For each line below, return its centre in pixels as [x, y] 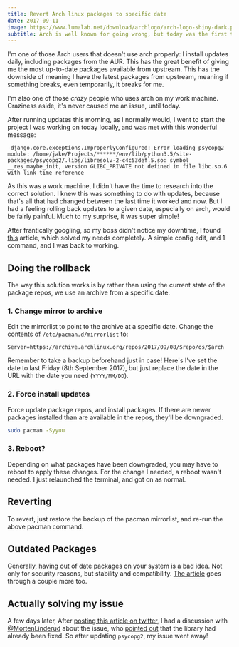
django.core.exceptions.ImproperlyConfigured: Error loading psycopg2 [117, 148]
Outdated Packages [52, 549]
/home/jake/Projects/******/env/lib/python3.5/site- [113, 154]
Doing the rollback [49, 268]
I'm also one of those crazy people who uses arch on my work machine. [113, 98]
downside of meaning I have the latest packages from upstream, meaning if [118, 77]
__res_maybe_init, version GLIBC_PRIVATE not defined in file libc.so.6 [117, 167]
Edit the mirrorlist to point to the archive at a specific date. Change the [110, 327]
